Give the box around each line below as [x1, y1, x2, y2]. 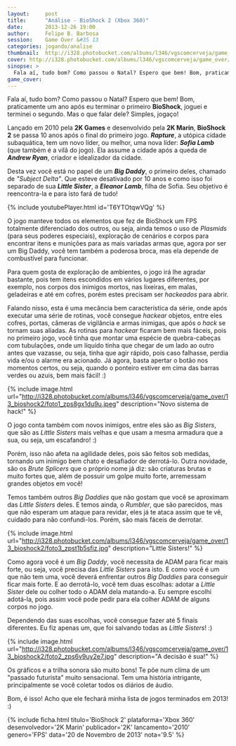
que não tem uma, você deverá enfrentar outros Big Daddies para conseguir [7, 573, 228, 581]
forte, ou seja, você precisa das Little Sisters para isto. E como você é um [7, 565, 220, 574]
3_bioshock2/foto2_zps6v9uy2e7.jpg [7, 652, 114, 661]
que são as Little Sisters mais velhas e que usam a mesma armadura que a [7, 429, 223, 437]
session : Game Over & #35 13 [7, 37, 99, 44]
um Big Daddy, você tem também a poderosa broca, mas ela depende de [7, 247, 219, 255]
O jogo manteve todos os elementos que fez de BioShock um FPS [7, 217, 198, 225]
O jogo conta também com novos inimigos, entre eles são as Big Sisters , [7, 421, 216, 429]
